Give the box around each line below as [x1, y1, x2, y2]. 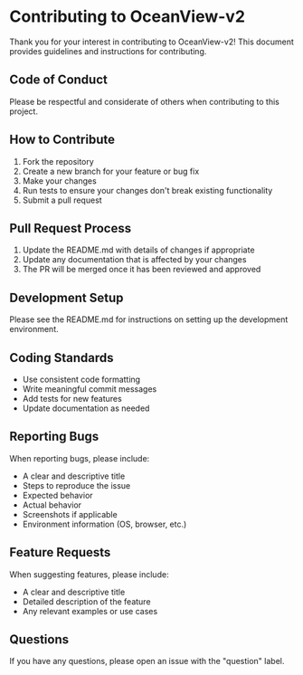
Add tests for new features [22, 394, 122, 404]
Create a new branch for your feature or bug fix [22, 166, 200, 176]
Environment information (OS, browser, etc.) [22, 518, 187, 529]
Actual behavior [22, 499, 82, 510]
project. [9, 106, 39, 117]
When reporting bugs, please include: [9, 452, 150, 463]
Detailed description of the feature [22, 595, 151, 607]
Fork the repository [22, 156, 95, 166]
